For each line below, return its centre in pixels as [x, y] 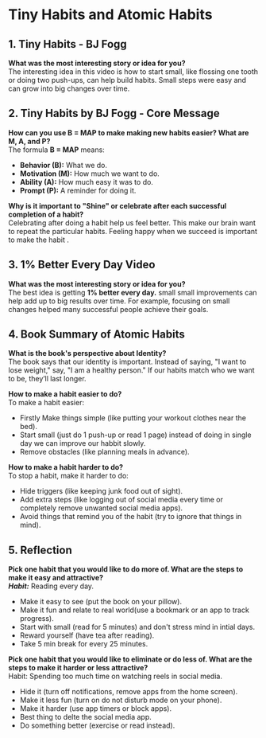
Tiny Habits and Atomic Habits [110, 15]
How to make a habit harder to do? [66, 467]
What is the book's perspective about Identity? [87, 353]
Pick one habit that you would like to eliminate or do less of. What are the [130, 659]
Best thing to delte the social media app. [86, 717]
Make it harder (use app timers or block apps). [96, 709]
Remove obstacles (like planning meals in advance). [104, 452]
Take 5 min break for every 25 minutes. [84, 644]
